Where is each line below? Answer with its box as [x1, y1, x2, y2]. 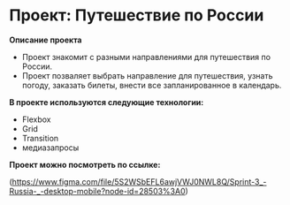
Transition [21, 133, 59, 143]
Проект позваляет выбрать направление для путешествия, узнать [21, 70, 273, 80]
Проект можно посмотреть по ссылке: [9, 159, 161, 170]
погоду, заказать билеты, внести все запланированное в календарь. [21, 80, 282, 90]
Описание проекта [9, 34, 82, 45]
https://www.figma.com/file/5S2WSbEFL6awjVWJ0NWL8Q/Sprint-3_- [11, 176, 267, 186]
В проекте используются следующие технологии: [9, 96, 204, 107]
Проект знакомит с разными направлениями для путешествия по [21, 51, 271, 62]
